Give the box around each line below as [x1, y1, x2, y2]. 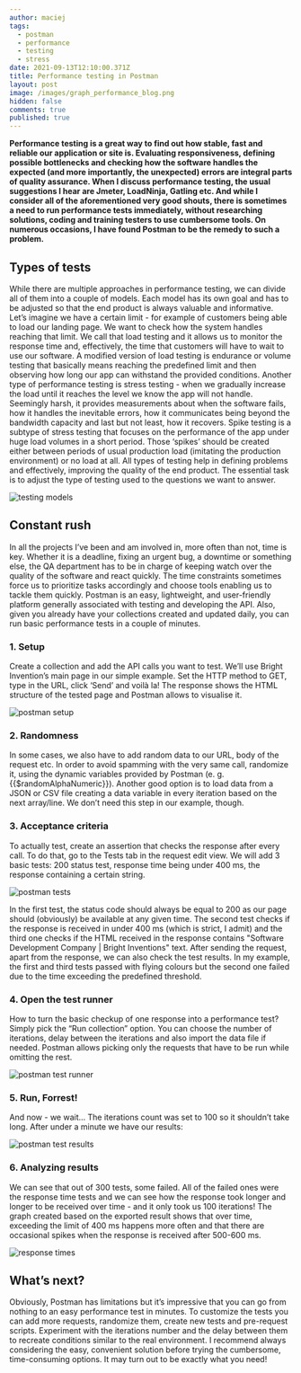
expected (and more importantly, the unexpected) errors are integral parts [9, 167, 293, 178]
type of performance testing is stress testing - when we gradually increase [9, 378, 286, 389]
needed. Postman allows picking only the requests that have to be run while [9, 1041, 289, 1052]
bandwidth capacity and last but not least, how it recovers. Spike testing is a [9, 417, 292, 428]
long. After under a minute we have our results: [9, 1121, 183, 1132]
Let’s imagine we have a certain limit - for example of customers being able [9, 312, 288, 323]
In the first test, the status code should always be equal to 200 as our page [9, 904, 288, 915]
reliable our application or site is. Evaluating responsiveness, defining [9, 147, 276, 158]
